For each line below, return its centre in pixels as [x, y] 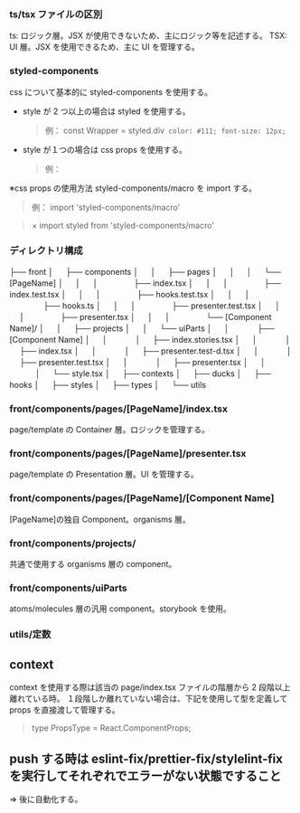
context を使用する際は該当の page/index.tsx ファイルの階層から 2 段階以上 [150, 687]
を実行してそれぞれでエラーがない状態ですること [145, 775]
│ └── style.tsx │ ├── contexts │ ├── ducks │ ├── [153, 373]
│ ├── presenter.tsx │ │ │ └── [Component [146, 317]
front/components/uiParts [69, 588]
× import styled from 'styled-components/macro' [123, 225]
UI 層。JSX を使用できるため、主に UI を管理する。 [105, 47]
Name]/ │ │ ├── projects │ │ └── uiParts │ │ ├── [142, 328]
